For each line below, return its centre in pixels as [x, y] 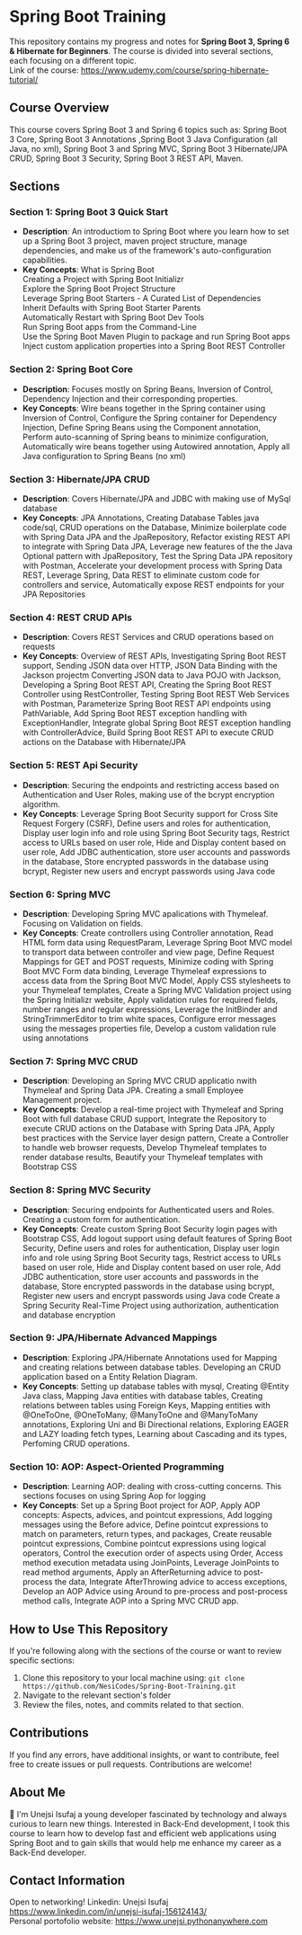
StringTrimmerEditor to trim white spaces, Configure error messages [149, 1018]
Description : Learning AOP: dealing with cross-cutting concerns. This [151, 1487]
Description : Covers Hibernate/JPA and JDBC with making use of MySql [156, 499]
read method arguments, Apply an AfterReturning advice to [132, 1572]
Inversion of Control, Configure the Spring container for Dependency [149, 417]
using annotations [55, 1038]
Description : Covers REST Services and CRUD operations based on [148, 637]
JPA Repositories [54, 594]
